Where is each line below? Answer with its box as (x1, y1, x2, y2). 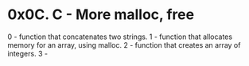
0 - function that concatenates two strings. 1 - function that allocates (7, 32, 232, 41)
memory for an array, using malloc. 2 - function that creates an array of (7, 40, 241, 49)
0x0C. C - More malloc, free (7, 6, 195, 24)
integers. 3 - (7, 49, 49, 58)
